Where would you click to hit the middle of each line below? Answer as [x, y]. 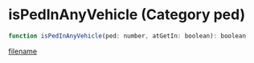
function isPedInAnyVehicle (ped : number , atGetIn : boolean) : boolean [127, 36]
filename [23, 51]
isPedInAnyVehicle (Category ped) [127, 15]
